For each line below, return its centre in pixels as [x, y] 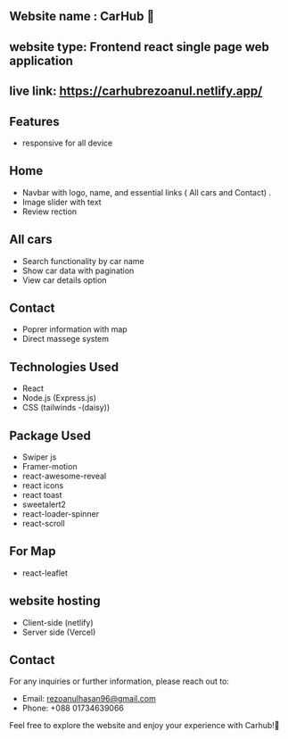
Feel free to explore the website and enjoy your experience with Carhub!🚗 [144, 726]
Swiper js [39, 457]
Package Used [50, 435]
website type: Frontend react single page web [140, 47]
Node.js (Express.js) [59, 398]
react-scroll [43, 524]
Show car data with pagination [78, 270]
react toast [42, 495]
